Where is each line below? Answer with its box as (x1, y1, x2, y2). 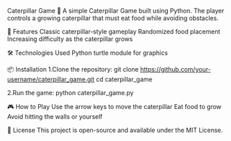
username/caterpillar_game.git (7, 75, 95, 83)
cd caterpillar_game (96, 75, 153, 83)
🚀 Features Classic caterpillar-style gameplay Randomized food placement (7, 28, 221, 35)
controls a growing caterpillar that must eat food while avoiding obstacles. (7, 14, 219, 22)
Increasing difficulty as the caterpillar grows (7, 35, 133, 43)
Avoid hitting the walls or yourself (7, 113, 103, 121)
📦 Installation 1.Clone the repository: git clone (7, 65, 139, 73)
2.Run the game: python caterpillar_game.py (7, 89, 134, 97)
